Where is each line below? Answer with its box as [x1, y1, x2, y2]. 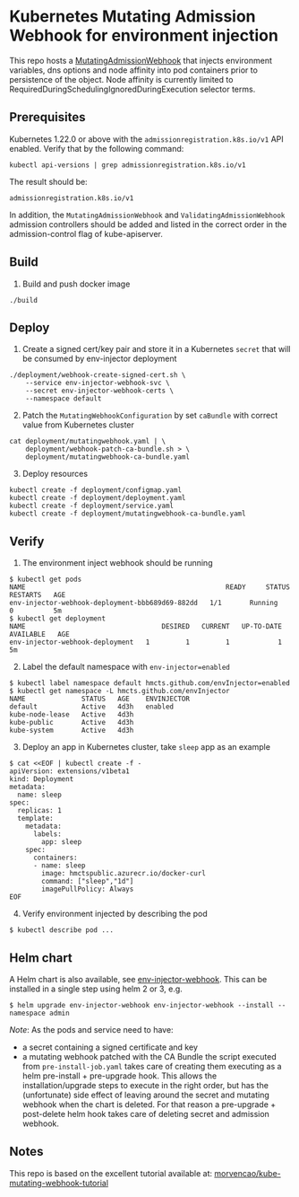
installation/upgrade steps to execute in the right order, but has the [21, 1080, 269, 1090]
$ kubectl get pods [9, 575, 82, 585]
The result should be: [9, 176, 88, 187]
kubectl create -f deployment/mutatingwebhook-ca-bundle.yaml [9, 509, 246, 518]
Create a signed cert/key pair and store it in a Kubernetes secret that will [21, 344, 291, 355]
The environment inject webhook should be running [21, 558, 213, 568]
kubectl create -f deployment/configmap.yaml [9, 486, 182, 495]
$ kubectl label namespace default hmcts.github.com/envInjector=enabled [9, 679, 291, 688]
